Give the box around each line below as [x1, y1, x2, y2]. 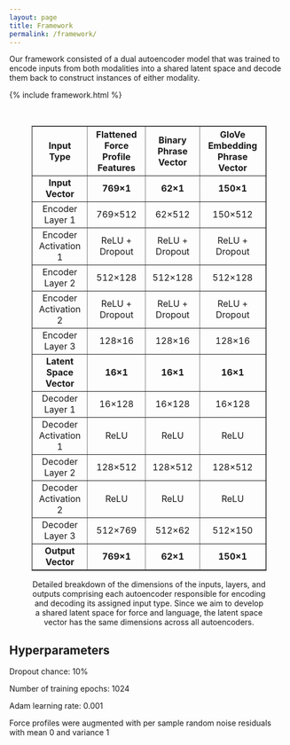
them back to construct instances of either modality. [9, 73, 200, 83]
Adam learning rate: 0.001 [9, 701, 104, 711]
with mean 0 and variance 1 [9, 727, 110, 738]
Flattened [96, 129, 137, 141]
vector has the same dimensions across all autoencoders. [43, 617, 255, 628]
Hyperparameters [9, 642, 111, 657]
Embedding [208, 139, 258, 152]
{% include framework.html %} [9, 90, 122, 100]
